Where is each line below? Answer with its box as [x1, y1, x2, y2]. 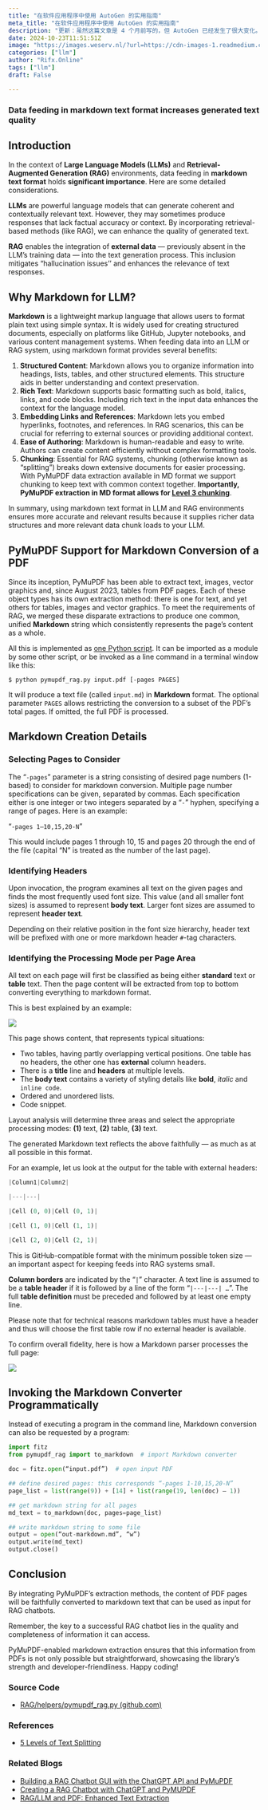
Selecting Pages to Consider [8, 754, 121, 765]
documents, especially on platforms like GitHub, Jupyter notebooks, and [8, 329, 246, 338]
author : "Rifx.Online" [8, 57, 84, 65]
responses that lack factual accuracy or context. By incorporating [8, 218, 223, 227]
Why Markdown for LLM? [8, 290, 136, 304]
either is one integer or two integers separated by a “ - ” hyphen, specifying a [8, 797, 259, 806]
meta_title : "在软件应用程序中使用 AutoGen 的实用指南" [8, 19, 180, 27]
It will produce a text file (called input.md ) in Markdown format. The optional [8, 689, 259, 699]
